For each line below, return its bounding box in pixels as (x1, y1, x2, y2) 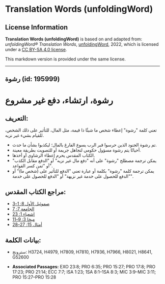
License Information (5, 23, 68, 32)
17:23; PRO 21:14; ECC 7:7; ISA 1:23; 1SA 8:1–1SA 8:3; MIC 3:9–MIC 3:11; (12, 269, 156, 275)
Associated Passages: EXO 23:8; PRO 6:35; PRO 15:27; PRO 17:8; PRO (12, 264, 156, 270)
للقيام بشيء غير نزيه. (5, 132, 44, 138)
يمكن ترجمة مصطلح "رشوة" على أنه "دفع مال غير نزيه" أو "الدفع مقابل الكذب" (12, 158, 157, 163)
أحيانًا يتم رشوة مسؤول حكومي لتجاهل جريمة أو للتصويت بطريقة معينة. (12, 147, 141, 153)
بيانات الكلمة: (5, 236, 41, 244)
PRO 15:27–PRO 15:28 (12, 274, 56, 280)
